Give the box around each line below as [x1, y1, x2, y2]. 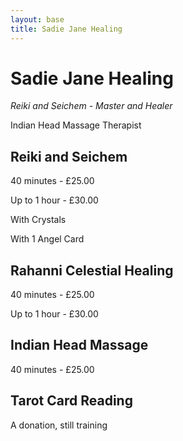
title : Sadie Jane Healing [10, 24, 123, 34]
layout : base [10, 14, 65, 25]
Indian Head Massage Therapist [10, 119, 142, 131]
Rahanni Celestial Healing [10, 262, 174, 279]
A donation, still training [10, 419, 108, 431]
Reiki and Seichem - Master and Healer [10, 100, 173, 112]
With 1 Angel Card [10, 233, 85, 245]
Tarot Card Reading [10, 392, 133, 410]
